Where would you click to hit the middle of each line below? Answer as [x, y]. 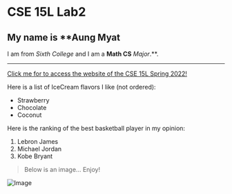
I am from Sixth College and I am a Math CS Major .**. [83, 54]
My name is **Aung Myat [64, 37]
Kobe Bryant [35, 156]
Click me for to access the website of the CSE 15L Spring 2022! [97, 74]
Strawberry [33, 100]
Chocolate [32, 108]
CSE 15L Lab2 [47, 12]
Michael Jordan [39, 149]
